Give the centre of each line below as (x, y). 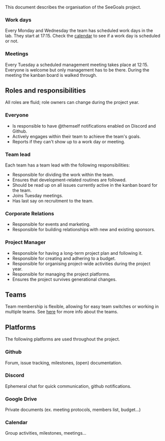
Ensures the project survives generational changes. (64, 279)
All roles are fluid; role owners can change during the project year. (72, 102)
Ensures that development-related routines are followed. (69, 180)
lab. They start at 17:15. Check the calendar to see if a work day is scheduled (83, 36)
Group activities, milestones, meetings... (46, 433)
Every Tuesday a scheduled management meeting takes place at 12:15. (77, 65)
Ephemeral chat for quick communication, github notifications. (68, 386)
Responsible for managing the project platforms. (61, 274)
